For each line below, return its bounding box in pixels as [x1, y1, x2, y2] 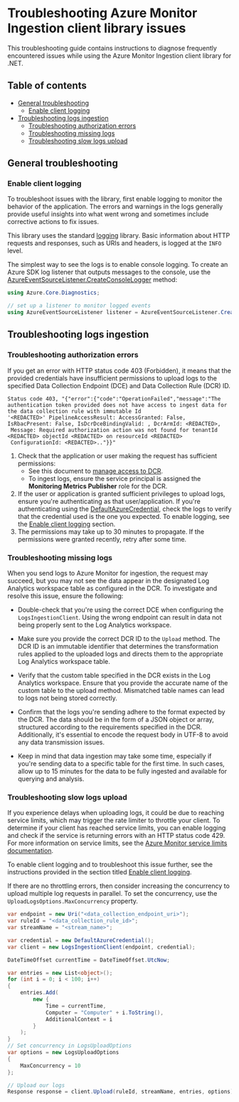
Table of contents [7, 80, 87, 92]
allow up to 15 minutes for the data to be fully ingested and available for [17, 767, 228, 776]
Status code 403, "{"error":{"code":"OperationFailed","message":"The [7, 395, 221, 403]
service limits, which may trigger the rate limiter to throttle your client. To [7, 816, 221, 825]
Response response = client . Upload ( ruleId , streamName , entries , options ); [7, 1088, 237, 1096]
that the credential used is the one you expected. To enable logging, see [17, 512, 230, 520]
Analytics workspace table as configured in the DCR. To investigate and [7, 584, 218, 593]
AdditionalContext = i [45, 1016, 113, 1023]
